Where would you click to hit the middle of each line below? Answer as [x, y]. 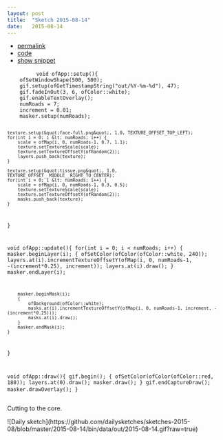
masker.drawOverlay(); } [43, 390]
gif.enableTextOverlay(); [57, 98]
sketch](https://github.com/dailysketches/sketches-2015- [108, 422]
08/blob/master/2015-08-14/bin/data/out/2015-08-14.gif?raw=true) [103, 429]
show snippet [36, 61]
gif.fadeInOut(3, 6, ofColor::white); [75, 92]
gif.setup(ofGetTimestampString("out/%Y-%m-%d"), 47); [100, 86]
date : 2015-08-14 [35, 26]
